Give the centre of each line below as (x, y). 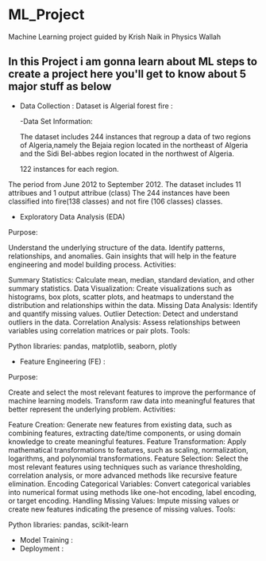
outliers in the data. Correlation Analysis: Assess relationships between (124, 322)
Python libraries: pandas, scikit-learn (68, 524)
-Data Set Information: (56, 121)
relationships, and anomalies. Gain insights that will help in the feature (122, 255)
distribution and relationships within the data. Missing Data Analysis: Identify (133, 305)
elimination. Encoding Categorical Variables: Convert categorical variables (129, 484)
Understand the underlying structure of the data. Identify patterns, (117, 247)
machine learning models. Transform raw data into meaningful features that (132, 400)
